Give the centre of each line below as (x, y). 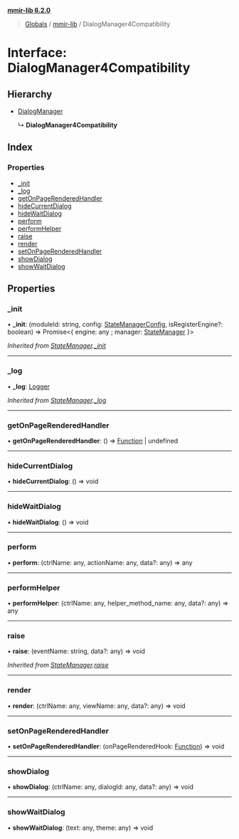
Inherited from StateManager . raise (58, 665)
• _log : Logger (29, 386)
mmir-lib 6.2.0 (29, 10)
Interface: (37, 53)
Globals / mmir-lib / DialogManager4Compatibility (97, 24)
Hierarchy (30, 94)
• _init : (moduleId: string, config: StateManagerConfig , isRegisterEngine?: (115, 324)
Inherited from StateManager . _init (57, 346)
